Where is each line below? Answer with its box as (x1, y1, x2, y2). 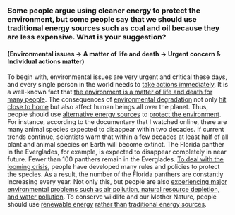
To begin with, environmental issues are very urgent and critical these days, (7, 73, 228, 81)
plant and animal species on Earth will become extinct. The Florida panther (7, 140, 224, 149)
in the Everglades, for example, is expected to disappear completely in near (7, 147, 227, 156)
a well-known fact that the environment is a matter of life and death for (7, 87, 213, 97)
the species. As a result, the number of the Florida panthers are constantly (7, 170, 224, 178)
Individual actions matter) (7, 57, 85, 66)
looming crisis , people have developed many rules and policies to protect (7, 163, 220, 171)
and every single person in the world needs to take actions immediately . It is (7, 80, 228, 89)
